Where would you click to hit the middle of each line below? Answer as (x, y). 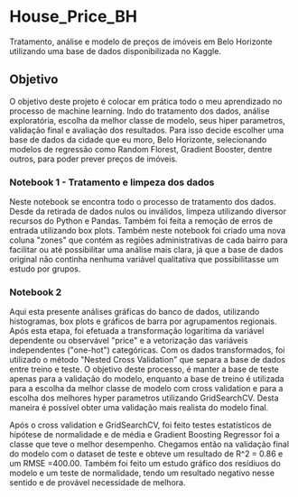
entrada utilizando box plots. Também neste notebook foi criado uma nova (148, 231)
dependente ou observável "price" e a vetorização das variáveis (129, 341)
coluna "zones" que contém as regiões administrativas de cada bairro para (149, 240)
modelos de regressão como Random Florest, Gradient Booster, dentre (141, 149)
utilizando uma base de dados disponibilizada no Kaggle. (115, 51)
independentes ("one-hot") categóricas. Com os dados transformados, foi (147, 350)
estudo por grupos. (45, 269)
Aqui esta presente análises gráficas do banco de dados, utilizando (135, 312)
